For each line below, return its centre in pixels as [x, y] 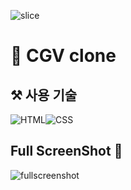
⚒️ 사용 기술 [44, 95]
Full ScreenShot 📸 [66, 151]
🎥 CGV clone [63, 56]
